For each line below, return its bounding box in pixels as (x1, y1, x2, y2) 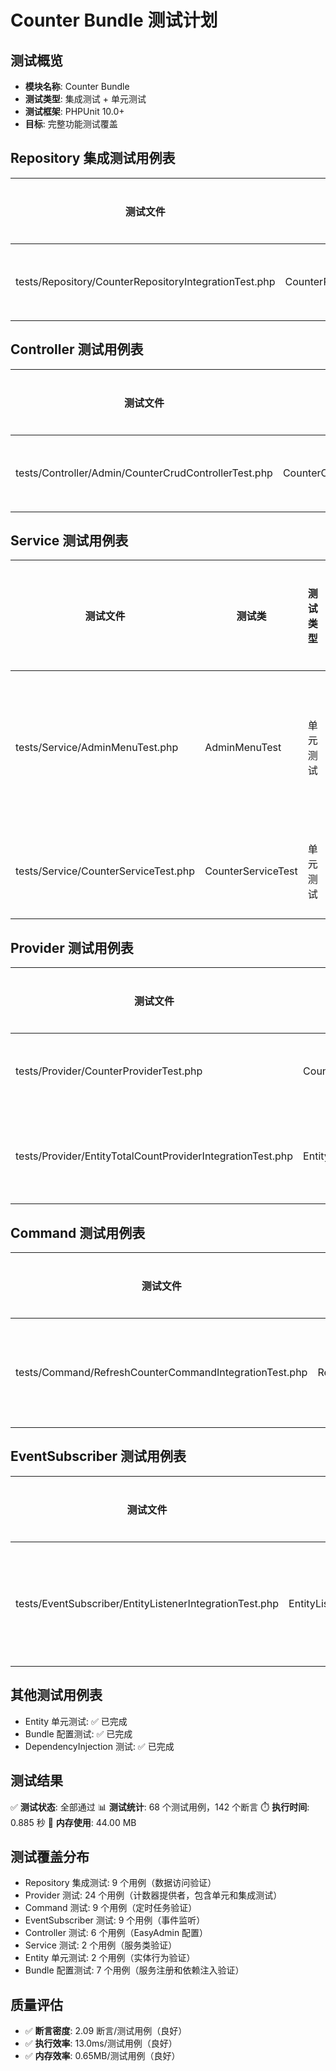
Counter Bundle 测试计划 (10, 9, 218, 32)
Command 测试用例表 (10, 1224, 146, 1241)
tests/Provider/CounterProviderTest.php (15, 1064, 203, 1078)
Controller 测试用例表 (10, 341, 144, 358)
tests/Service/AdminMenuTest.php (15, 741, 179, 755)
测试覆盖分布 (10, 1848, 90, 1865)
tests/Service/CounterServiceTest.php (15, 864, 196, 878)
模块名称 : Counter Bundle (24, 81, 130, 92)
